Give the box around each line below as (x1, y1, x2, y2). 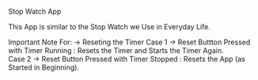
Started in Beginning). (8, 63, 79, 72)
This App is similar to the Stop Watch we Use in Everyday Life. (8, 22, 211, 31)
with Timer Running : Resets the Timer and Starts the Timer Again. (8, 46, 224, 55)
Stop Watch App (8, 7, 62, 16)
